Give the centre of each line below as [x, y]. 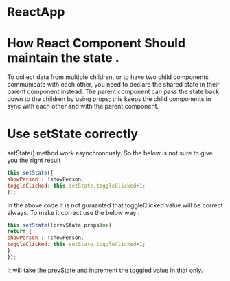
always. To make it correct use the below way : [73, 212]
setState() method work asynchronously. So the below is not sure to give [110, 153]
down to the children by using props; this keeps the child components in [109, 99]
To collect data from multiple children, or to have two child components [108, 77]
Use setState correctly [73, 134]
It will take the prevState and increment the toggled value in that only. [105, 270]
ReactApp [36, 12]
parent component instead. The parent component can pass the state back [113, 92]
